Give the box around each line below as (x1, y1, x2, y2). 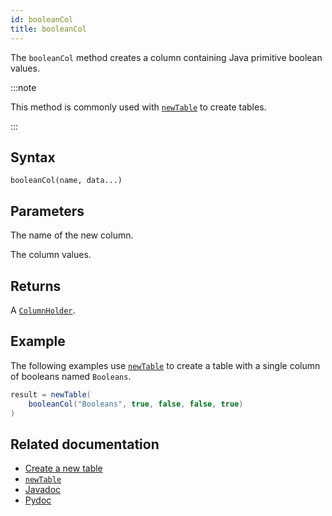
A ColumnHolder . (10, 304, 76, 316)
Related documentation (10, 436, 160, 453)
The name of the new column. (10, 229, 134, 241)
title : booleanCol (10, 24, 87, 34)
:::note (10, 81, 37, 93)
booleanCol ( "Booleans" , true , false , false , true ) (28, 399, 244, 409)
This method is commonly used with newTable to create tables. (10, 101, 267, 113)
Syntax (10, 149, 56, 166)
